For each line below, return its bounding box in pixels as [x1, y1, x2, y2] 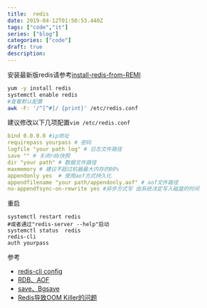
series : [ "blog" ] [7, 30, 59, 38]
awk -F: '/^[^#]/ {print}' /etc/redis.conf [7, 105, 139, 112]
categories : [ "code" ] [7, 37, 72, 44]
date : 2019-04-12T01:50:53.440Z [7, 17, 103, 24]
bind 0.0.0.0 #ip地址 [7, 132, 70, 139]
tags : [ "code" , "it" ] [7, 23, 69, 31]
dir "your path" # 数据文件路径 [7, 159, 97, 166]
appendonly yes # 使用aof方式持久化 [7, 172, 112, 179]
